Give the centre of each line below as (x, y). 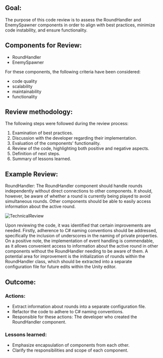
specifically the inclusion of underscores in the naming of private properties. (81, 236)
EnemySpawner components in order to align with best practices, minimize (80, 25)
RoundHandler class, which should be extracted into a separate (69, 262)
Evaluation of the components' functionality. (56, 143)
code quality (25, 81)
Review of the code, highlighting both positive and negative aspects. (81, 148)
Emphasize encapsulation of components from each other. (71, 345)
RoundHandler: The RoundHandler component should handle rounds (74, 186)
